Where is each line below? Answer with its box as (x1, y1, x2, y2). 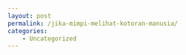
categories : (7, 27, 48, 35)
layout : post (7, 11, 52, 20)
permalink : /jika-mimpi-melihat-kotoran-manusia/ (7, 19, 179, 27)
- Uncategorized (22, 34, 78, 43)
